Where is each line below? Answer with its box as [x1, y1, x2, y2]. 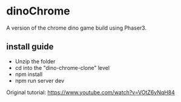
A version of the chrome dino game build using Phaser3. [6, 24, 147, 31]
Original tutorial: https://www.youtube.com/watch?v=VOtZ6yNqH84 [6, 89, 176, 96]
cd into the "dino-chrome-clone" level [15, 64, 110, 71]
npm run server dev [15, 77, 65, 84]
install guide [6, 42, 54, 52]
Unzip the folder [15, 57, 56, 65]
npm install [15, 71, 43, 78]
